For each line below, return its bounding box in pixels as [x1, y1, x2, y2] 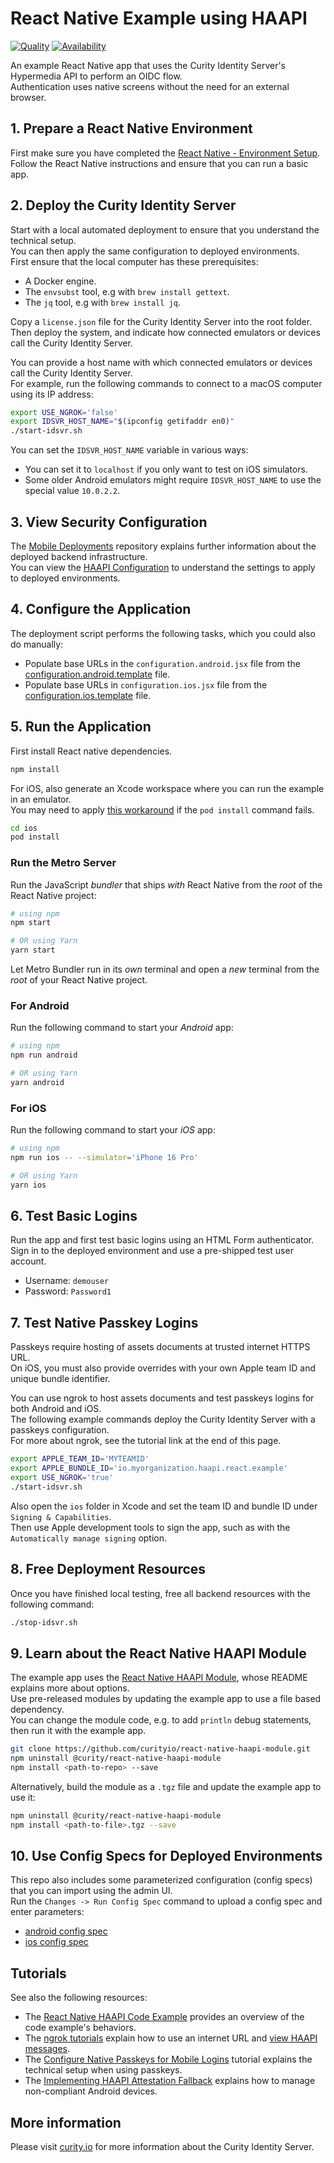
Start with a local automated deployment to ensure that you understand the [10, 223, 320, 236]
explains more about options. [10, 1682, 130, 1694]
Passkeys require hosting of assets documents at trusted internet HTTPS [10, 1341, 311, 1353]
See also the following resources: [10, 1992, 148, 2004]
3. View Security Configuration [10, 513, 208, 531]
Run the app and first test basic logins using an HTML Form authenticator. [10, 1234, 315, 1246]
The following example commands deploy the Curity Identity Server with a [10, 1413, 316, 1426]
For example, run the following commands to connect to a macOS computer [10, 377, 323, 389]
